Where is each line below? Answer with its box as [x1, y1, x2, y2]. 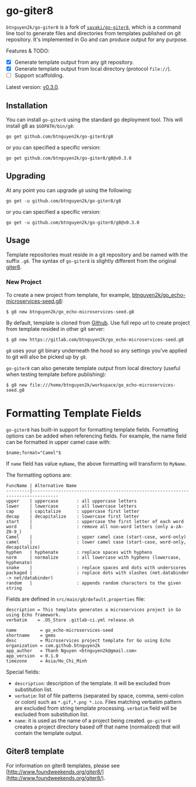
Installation [6, 101, 48, 111]
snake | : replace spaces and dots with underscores [6, 564, 187, 570]
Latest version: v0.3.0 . [6, 84, 60, 91]
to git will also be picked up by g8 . [6, 353, 87, 360]
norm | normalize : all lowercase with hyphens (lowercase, [6, 555, 181, 560]
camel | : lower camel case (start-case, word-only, [6, 539, 187, 545]
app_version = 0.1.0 [6, 653, 59, 659]
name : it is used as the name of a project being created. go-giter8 [14, 717, 171, 724]
